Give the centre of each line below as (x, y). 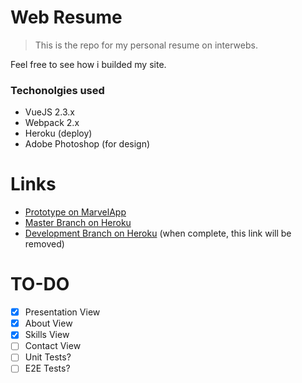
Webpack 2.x (52, 123)
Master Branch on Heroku (78, 223)
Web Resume (66, 17)
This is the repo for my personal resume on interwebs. (146, 45)
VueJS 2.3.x (50, 112)
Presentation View (62, 312)
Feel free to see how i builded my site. (88, 64)
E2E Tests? (47, 368)
